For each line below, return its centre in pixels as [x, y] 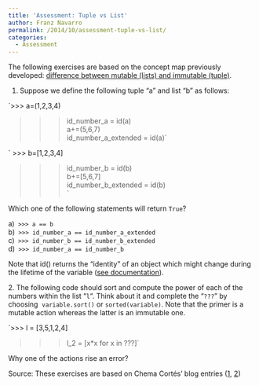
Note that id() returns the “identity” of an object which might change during [129, 264]
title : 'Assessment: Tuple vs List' [68, 15]
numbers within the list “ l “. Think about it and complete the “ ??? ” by [118, 296]
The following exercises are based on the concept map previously [115, 67]
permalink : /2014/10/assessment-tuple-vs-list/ [88, 30]
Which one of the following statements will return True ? [97, 208]
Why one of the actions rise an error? [68, 358]
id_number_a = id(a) [99, 121]
